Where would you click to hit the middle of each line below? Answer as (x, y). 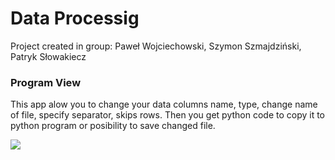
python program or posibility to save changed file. (113, 126)
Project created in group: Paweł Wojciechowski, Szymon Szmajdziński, (156, 46)
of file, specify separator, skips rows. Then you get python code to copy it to (168, 115)
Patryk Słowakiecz (48, 56)
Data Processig (75, 18)
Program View (46, 82)
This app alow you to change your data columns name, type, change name (164, 104)
